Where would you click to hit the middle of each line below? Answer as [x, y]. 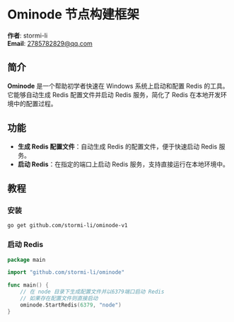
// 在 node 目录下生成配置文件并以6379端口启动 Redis [92, 292]
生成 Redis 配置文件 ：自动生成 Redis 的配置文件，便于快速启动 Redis [117, 146]
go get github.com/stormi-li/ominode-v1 [68, 226]
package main [27, 260]
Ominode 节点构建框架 [74, 15]
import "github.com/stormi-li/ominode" [66, 272]
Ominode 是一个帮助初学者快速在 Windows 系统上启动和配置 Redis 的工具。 [118, 86]
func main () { [28, 285]
